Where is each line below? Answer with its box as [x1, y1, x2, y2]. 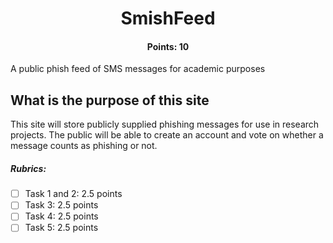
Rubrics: [10, 162, 47, 174]
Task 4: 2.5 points [24, 210, 99, 222]
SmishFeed [120, 7, 216, 30]
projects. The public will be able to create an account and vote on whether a [10, 129, 324, 141]
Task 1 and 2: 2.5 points [24, 188, 123, 200]
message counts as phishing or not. [10, 140, 158, 152]
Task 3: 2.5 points [24, 199, 99, 211]
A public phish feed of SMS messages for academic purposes [10, 63, 266, 75]
